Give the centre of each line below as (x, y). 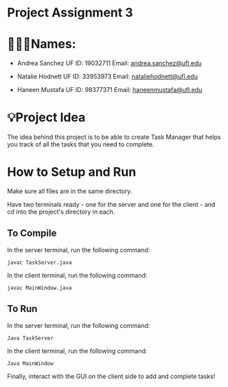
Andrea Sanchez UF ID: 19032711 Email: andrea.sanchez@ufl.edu (109, 63)
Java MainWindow (30, 363)
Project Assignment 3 (70, 13)
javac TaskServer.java (39, 263)
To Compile (32, 233)
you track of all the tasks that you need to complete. (81, 144)
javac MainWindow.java (39, 288)
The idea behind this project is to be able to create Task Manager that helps (114, 137)
